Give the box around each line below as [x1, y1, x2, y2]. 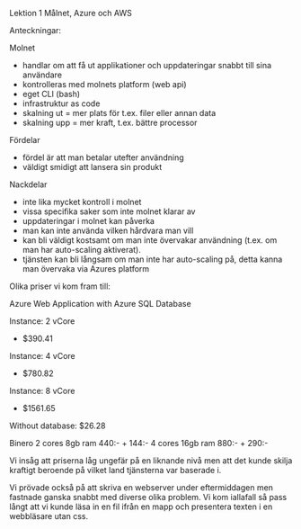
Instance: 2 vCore [9, 316, 75, 327]
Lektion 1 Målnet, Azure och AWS [9, 8, 132, 18]
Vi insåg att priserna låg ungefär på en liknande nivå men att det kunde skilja [9, 455, 293, 466]
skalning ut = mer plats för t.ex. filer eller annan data [22, 108, 217, 118]
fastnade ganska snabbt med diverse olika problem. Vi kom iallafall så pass [9, 492, 288, 502]
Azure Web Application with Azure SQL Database [9, 299, 191, 309]
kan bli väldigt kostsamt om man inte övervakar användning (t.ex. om [22, 235, 278, 246]
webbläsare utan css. [9, 511, 88, 521]
